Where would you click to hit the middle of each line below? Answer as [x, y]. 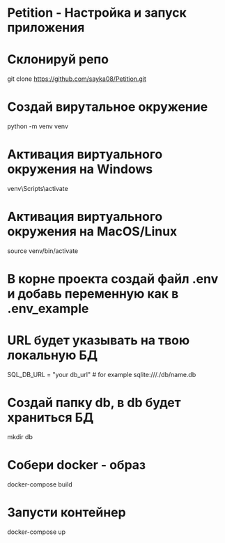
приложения [46, 28]
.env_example [48, 309]
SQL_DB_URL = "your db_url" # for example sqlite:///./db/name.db [102, 375]
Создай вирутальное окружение [108, 107]
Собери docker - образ [77, 465]
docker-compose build [40, 484]
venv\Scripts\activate [38, 189]
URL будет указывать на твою [99, 341]
